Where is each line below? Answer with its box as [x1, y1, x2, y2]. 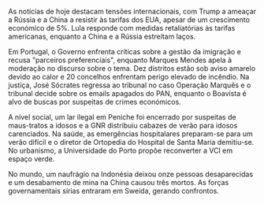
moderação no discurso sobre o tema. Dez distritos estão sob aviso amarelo [8, 64, 256, 73]
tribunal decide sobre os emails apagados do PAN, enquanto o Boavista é [8, 89, 247, 98]
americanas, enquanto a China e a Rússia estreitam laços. [8, 31, 196, 41]
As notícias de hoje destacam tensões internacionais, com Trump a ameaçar [8, 7, 257, 16]
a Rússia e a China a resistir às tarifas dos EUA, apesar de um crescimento [8, 15, 251, 24]
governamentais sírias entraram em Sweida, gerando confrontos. [8, 186, 219, 195]
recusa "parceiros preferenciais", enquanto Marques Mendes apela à [8, 55, 232, 65]
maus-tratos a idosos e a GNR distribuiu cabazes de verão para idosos [8, 121, 238, 130]
